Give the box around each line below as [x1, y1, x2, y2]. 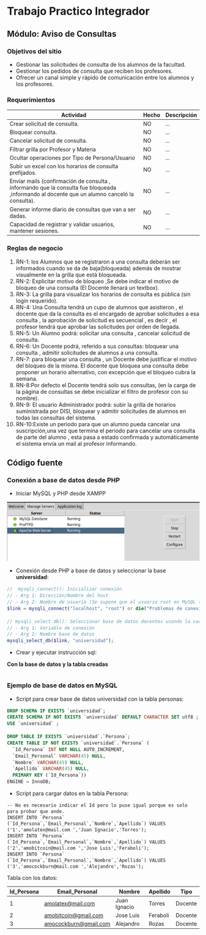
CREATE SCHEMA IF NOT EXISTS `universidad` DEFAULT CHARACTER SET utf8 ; [7, 714, 199, 720]
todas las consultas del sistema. [15, 414, 97, 421]
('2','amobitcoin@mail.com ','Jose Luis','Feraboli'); [7, 845, 150, 851]
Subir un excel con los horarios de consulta [9, 163, 119, 170]
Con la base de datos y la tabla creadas [7, 660, 109, 668]
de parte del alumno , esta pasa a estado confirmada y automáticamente [15, 433, 199, 441]
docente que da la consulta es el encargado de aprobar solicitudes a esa [15, 310, 199, 317]
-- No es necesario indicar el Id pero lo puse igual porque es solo [7, 802, 188, 808]
